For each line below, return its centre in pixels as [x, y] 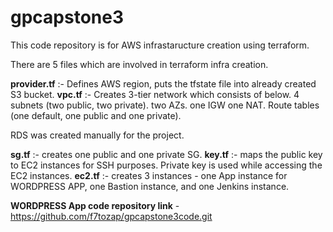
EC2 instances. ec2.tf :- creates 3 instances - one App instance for [149, 175]
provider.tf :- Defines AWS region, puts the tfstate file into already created [163, 83]
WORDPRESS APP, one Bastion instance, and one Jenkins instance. [150, 186]
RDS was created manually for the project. [97, 135]
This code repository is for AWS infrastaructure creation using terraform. [160, 45]
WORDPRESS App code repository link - [95, 205]
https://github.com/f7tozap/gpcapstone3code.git [111, 216]
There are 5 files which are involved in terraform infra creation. [139, 64]
